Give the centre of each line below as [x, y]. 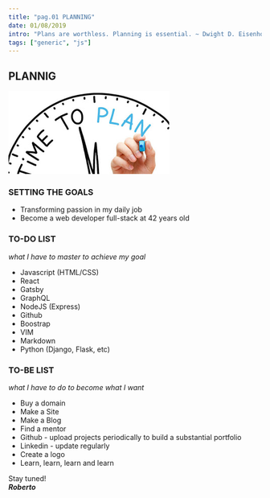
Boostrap [35, 323]
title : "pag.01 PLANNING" [51, 17]
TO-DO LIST [32, 239]
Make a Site [39, 411]
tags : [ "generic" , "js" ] [50, 43]
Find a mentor [43, 428]
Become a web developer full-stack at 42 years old [105, 218]
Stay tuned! [27, 478]
